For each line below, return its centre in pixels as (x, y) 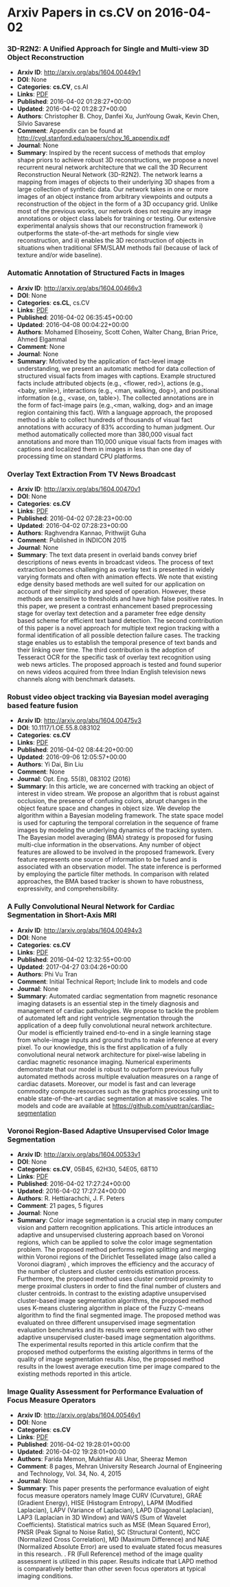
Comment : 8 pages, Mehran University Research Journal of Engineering (119, 1467)
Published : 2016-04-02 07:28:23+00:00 (74, 518)
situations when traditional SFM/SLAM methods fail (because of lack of (117, 248)
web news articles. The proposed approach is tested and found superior (119, 665)
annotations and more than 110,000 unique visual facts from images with (119, 441)
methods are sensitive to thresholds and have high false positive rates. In (120, 599)
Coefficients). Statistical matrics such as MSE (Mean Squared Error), (114, 1525)
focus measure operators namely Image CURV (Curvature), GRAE (110, 1495)
